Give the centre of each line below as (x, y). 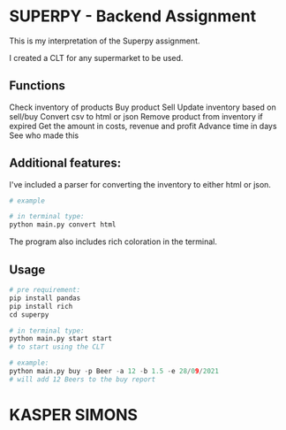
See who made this (44, 135)
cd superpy (29, 315)
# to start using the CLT (56, 347)
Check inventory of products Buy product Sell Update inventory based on (143, 107)
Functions (38, 86)
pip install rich (41, 306)
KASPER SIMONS (74, 415)
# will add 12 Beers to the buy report (83, 379)
